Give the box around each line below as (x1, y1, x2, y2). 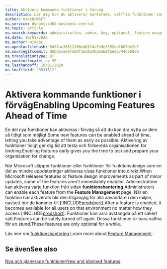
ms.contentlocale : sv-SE (5, 58, 57, 63)
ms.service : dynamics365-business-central (5, 21, 94, 26)
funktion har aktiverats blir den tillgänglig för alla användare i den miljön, (5, 194, 153, 200)
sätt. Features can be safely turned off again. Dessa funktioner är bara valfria (5, 215, 162, 222)
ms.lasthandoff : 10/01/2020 (5, 63, 64, 68)
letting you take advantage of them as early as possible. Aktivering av (5, 137, 148, 143)
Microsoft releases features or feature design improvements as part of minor (5, 173, 162, 179)
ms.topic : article (5, 26, 43, 31)
